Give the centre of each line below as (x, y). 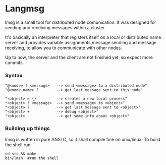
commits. (15, 62)
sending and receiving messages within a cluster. (55, 27)
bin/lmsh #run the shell (32, 158)
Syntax (14, 75)
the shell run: (19, 145)
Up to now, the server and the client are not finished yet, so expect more (79, 57)
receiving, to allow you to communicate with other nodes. (64, 48)
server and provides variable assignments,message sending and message (81, 42)
